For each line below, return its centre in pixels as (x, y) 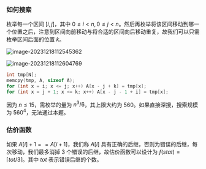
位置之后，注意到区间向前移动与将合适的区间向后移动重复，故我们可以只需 (105, 32)
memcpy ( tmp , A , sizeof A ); (41, 81)
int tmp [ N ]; (21, 75)
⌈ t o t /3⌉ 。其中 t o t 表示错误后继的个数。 (54, 160)
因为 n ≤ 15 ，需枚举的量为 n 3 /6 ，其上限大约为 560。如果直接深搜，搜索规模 (102, 104)
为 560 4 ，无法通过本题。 (38, 112)
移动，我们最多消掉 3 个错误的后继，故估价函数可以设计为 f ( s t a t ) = (96, 152)
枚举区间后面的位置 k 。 (36, 39)
